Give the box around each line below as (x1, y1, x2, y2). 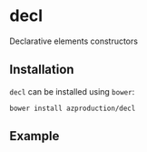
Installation (9, 62, 74, 77)
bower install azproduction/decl (9, 104, 136, 113)
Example (9, 128, 60, 144)
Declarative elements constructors (9, 35, 139, 46)
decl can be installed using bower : (9, 86, 135, 96)
